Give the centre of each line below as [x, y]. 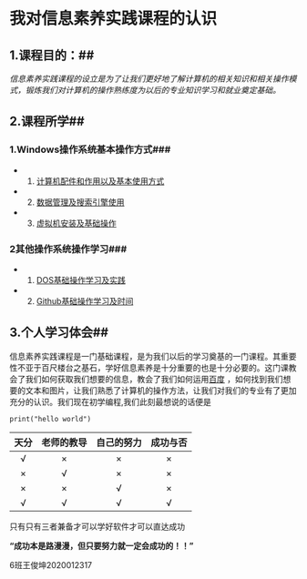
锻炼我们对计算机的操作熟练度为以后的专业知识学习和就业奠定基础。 [153, 90]
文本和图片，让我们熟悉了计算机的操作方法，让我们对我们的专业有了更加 [161, 390]
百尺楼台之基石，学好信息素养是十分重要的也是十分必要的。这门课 [164, 367]
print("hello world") [51, 419]
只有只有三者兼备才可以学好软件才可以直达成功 [97, 526]
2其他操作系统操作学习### [68, 249]
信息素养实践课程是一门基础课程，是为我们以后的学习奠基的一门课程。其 [145, 356]
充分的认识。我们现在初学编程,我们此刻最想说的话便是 [111, 401]
